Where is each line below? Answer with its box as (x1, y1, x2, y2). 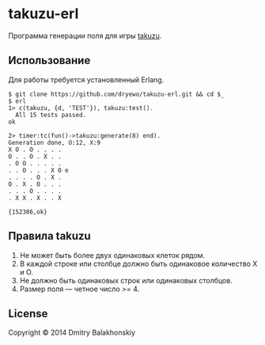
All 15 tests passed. (15, 111, 87, 119)
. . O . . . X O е (8, 166, 69, 174)
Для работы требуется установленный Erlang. (8, 74, 165, 84)
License (8, 306, 48, 320)
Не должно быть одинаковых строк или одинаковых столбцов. (19, 275, 233, 285)
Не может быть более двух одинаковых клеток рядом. (19, 250, 206, 260)
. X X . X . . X (8, 194, 62, 202)
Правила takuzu (8, 229, 91, 243)
